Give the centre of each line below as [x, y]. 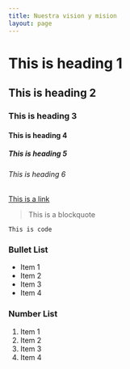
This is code [30, 230]
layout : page [30, 23]
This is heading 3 [43, 116]
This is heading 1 [65, 63]
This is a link [29, 199]
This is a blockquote [61, 215]
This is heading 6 [37, 174]
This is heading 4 [38, 135]
